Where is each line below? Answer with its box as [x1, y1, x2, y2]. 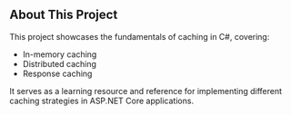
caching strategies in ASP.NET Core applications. [9, 95, 194, 106]
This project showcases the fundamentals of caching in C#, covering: [9, 31, 270, 42]
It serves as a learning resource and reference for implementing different [9, 85, 283, 96]
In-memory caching [22, 49, 97, 60]
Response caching [22, 68, 93, 79]
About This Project [9, 7, 118, 23]
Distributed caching [22, 58, 97, 69]
